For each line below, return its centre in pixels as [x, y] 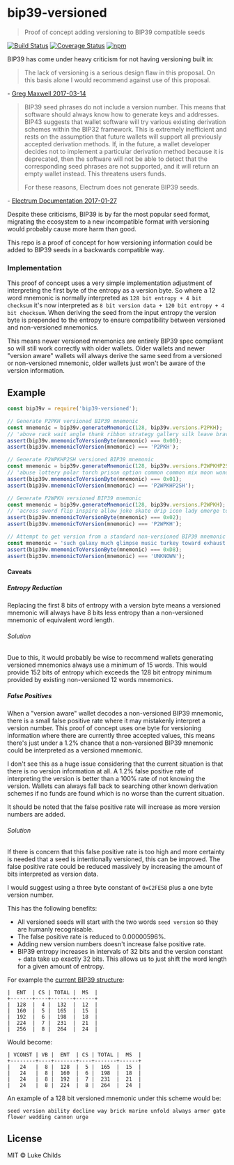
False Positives [30, 695]
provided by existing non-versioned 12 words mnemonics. [91, 680]
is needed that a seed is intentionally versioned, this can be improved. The [114, 859]
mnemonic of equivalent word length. [61, 620]
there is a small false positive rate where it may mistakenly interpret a [106, 721]
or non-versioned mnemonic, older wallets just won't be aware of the [106, 363]
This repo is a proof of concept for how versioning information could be [110, 242]
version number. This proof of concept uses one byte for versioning [104, 728]
